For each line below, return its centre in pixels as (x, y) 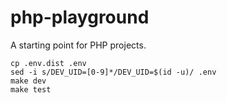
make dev (28, 81)
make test (31, 89)
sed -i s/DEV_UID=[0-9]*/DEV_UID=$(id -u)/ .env (113, 72)
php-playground (80, 17)
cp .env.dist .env (48, 63)
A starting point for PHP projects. (78, 45)
